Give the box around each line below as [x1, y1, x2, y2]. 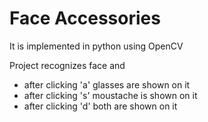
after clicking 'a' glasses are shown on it [23, 78, 191, 91]
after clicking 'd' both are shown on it [23, 100, 178, 112]
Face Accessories [9, 7, 161, 30]
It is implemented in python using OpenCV [9, 40, 184, 52]
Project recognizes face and [9, 59, 126, 71]
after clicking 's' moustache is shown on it [23, 89, 198, 101]
